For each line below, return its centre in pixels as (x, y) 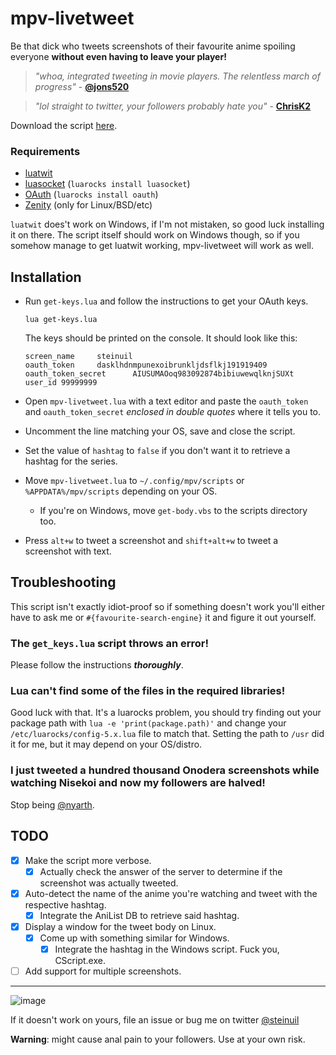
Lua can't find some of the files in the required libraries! (148, 691)
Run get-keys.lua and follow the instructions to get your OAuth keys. (166, 301)
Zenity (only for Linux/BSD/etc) (88, 205)
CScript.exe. (80, 960)
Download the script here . (64, 125)
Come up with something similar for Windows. (134, 938)
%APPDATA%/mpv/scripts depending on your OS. (121, 491)
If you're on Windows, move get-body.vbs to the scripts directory (173, 511)
